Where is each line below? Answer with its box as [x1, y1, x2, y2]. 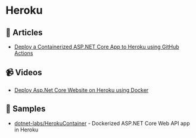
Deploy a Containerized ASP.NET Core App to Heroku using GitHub [14, 43, 179, 50]
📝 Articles [5, 27, 43, 38]
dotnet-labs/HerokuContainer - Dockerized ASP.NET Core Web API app [14, 119, 190, 127]
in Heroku [14, 126, 39, 133]
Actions [14, 50, 33, 57]
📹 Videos [5, 68, 42, 78]
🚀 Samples [5, 104, 46, 114]
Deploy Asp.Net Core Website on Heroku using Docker [14, 86, 149, 93]
